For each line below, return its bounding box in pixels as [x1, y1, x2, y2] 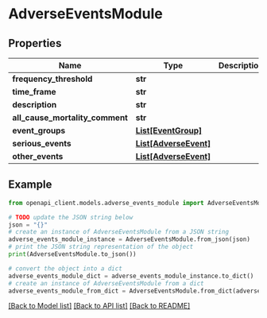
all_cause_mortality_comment [12, 112, 129, 123]
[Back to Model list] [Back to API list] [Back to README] [8, 301, 191, 311]
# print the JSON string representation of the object [8, 243, 194, 251]
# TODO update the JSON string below [8, 213, 133, 221]
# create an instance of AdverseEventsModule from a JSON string [8, 228, 229, 236]
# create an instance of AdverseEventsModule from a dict [8, 279, 204, 287]
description [12, 99, 57, 110]
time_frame [12, 87, 57, 97]
